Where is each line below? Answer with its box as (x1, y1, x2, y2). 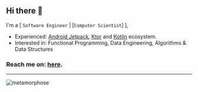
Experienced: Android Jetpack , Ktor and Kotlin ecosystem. (14, 33, 157, 40)
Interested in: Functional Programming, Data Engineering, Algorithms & (14, 39, 187, 46)
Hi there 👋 (6, 6, 43, 16)
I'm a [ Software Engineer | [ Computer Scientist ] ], (6, 21, 128, 28)
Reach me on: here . (6, 60, 63, 68)
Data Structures (14, 45, 53, 52)
